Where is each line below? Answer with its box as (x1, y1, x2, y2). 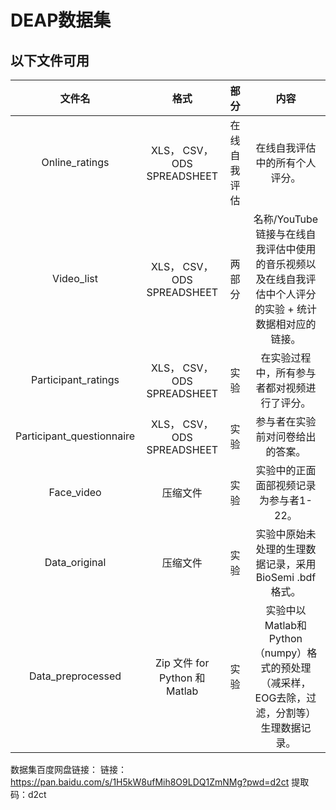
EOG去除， (254, 691, 307, 705)
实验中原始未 (255, 527, 317, 541)
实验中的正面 (255, 464, 317, 477)
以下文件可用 (10, 52, 90, 69)
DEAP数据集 (10, 9, 112, 32)
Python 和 (158, 671, 206, 685)
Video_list (52, 272, 98, 285)
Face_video (48, 486, 102, 499)
